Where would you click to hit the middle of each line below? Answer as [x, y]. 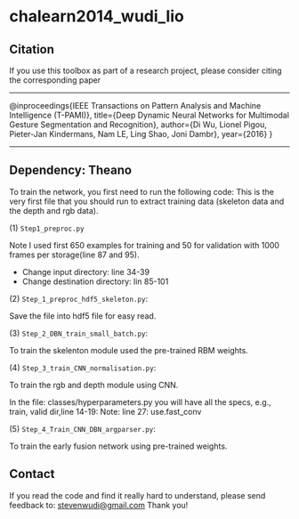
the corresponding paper [55, 80]
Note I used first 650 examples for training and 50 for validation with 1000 [145, 245]
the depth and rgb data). [54, 210]
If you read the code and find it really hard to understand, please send [137, 495]
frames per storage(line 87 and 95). [74, 255]
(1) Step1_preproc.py [47, 228]
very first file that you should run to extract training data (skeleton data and [147, 201]
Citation [32, 49]
